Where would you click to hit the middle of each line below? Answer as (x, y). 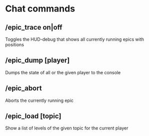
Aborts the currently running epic (39, 100)
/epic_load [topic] (33, 116)
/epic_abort (23, 88)
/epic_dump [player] (37, 60)
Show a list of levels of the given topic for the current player (67, 128)
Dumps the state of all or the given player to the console (63, 72)
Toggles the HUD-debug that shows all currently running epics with (74, 39)
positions (14, 45)
